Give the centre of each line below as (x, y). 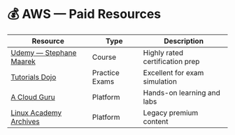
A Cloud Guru (33, 97)
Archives (25, 121)
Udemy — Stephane (44, 52)
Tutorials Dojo (34, 77)
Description (184, 41)
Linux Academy (36, 113)
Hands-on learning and (181, 93)
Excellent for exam (173, 72)
